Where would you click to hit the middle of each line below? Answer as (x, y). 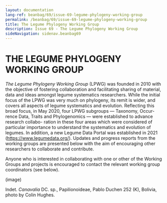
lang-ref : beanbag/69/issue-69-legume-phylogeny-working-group (74, 15)
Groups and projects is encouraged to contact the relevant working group (83, 164)
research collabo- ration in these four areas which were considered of (79, 122)
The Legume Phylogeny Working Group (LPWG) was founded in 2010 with (83, 84)
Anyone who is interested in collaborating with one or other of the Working (84, 159)
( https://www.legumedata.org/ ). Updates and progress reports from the (80, 138)
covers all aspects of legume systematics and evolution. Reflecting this (80, 106)
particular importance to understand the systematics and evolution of (78, 127)
